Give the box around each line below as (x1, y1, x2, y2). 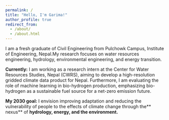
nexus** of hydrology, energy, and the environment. (5, 109, 118, 115)
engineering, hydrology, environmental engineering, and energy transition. (5, 56, 162, 62)
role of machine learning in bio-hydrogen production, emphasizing (5, 83, 145, 89)
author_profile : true (5, 17, 52, 22)
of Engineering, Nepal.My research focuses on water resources (5, 51, 139, 57)
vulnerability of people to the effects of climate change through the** (5, 104, 151, 109)
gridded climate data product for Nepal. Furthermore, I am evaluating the (5, 77, 159, 83)
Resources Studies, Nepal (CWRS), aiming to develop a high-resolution (5, 72, 155, 77)
